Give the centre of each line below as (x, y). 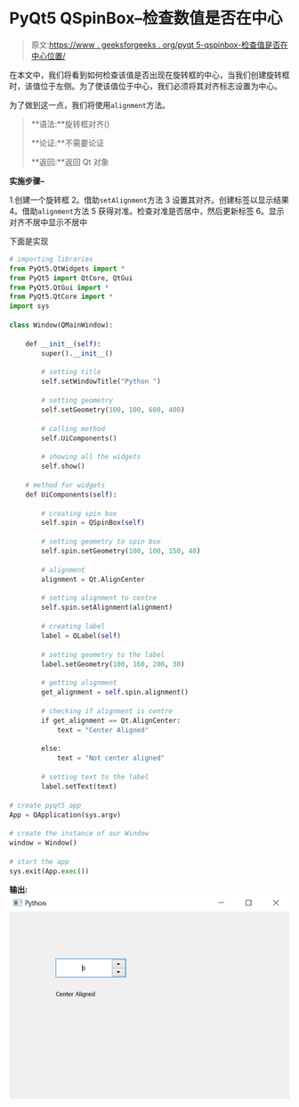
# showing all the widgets (91, 457)
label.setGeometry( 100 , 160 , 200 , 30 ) (113, 664)
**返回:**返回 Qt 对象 (70, 162)
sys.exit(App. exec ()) (49, 871)
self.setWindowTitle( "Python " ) (101, 382)
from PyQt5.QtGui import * (59, 287)
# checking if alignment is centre (107, 711)
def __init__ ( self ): (63, 344)
